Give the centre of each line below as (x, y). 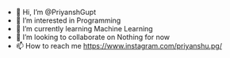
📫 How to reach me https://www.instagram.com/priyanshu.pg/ (119, 46)
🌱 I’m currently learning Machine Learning (84, 29)
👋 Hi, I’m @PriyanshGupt (56, 12)
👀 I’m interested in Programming (68, 20)
